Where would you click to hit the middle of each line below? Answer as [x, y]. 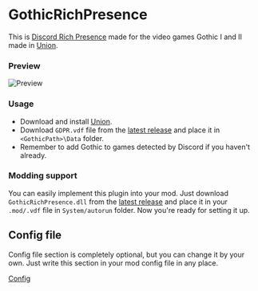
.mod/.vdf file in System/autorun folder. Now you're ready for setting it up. [129, 210]
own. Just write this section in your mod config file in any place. [113, 263]
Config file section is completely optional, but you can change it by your [127, 254]
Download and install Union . [66, 121]
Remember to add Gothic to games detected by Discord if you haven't [135, 147]
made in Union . [33, 45]
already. [33, 155]
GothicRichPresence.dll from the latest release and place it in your [118, 202]
